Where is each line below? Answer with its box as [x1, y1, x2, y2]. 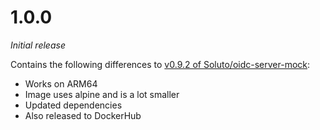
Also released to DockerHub [24, 109, 142, 121]
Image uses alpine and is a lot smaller [24, 88, 180, 100]
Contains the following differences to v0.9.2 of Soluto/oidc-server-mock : [10, 58, 311, 70]
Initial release [10, 39, 66, 51]
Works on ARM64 [24, 77, 98, 90]
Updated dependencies [24, 99, 123, 111]
